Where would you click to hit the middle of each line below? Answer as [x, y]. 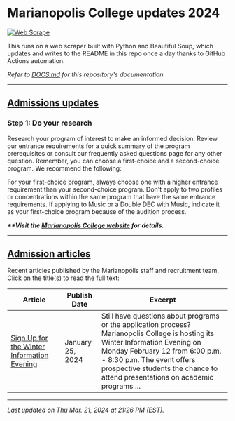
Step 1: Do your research [50, 123]
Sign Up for [29, 338]
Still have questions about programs [160, 316]
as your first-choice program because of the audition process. [97, 211]
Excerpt [163, 300]
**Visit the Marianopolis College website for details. [86, 225]
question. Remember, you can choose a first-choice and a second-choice [113, 161]
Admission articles [49, 254]
